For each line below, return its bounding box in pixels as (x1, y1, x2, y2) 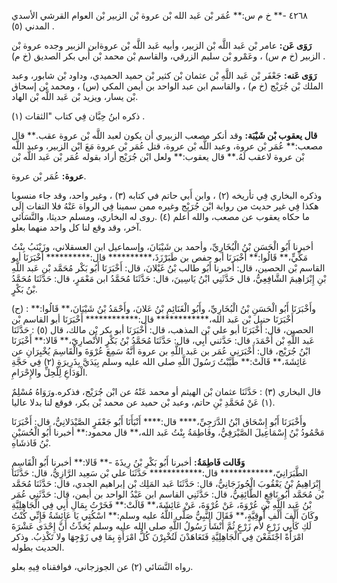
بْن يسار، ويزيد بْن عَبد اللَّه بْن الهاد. (11, 91, 139, 102)
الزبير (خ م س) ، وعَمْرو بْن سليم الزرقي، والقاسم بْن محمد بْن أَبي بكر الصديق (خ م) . (11, 50, 326, 62)
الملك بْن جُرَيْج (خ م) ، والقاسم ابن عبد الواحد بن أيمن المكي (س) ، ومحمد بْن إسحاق (11, 80, 324, 92)
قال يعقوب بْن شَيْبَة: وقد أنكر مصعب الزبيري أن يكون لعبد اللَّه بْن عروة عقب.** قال (11, 130, 318, 141)
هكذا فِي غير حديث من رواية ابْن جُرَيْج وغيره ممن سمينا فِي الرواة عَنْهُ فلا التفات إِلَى (11, 200, 319, 212)
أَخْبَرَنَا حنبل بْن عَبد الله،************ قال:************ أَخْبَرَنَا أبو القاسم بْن (11, 313, 294, 325)
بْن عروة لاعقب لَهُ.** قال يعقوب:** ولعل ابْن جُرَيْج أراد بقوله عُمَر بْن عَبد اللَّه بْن (11, 151, 305, 162)
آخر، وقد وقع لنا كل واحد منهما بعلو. (11, 221, 142, 233)
